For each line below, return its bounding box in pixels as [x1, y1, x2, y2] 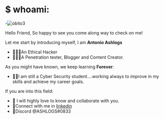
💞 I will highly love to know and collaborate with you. [12, 98, 119, 104]
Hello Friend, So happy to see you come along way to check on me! [5, 30, 143, 36]
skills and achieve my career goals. [12, 79, 84, 84]
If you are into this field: [5, 88, 54, 94]
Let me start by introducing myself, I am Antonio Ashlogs [5, 39, 122, 45]
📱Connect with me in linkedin [12, 103, 72, 109]
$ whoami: [5, 4, 50, 15]
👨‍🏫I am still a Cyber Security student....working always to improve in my [12, 73, 160, 79]
